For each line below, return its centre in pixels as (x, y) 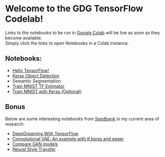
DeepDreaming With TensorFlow (45, 133)
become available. (24, 38)
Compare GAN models (35, 144)
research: (15, 124)
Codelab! (24, 19)
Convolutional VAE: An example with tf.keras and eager (68, 139)
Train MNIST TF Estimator (38, 86)
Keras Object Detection (36, 76)
